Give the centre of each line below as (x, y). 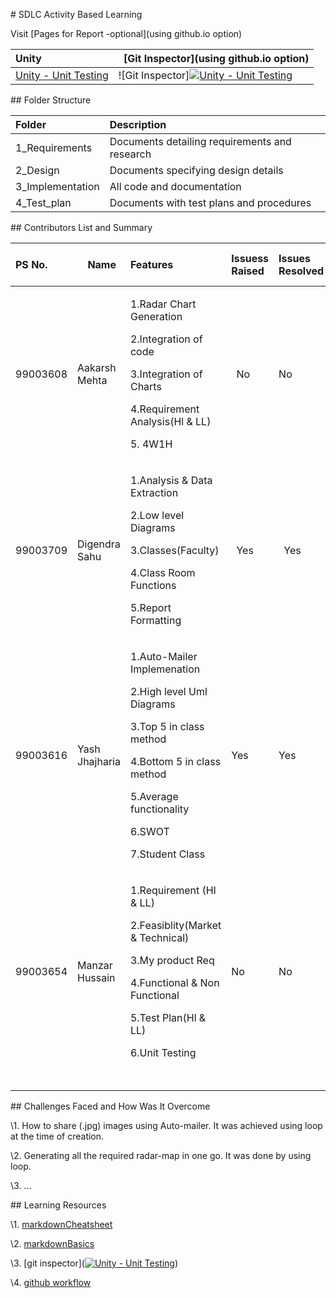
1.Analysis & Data (171, 480)
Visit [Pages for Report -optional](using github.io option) (126, 33)
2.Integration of (166, 339)
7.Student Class (167, 854)
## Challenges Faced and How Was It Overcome (110, 1106)
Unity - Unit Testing (62, 75)
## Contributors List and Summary (81, 227)
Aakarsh (97, 367)
